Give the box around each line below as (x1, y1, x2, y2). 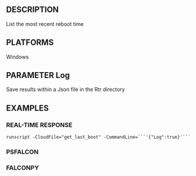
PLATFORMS (6, 38, 54, 48)
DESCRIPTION (6, 5, 59, 15)
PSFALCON (6, 148, 39, 156)
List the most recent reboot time (6, 20, 84, 27)
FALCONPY (6, 164, 39, 172)
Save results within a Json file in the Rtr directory (6, 86, 125, 93)
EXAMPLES (6, 103, 49, 113)
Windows (6, 53, 29, 60)
